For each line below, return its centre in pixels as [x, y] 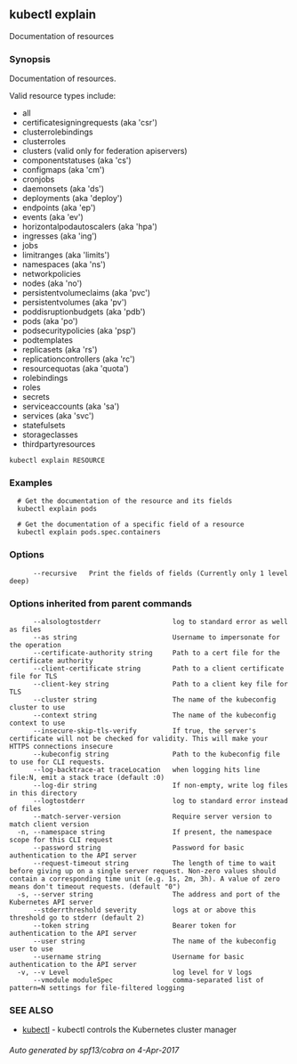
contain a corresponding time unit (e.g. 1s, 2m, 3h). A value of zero [144, 879]
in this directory [43, 793]
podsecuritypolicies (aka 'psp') [79, 331]
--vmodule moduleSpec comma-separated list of [148, 980]
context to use [37, 723]
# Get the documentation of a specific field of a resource [131, 524]
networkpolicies [52, 274]
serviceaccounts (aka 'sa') [71, 406]
